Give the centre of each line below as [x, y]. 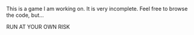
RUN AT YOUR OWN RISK [38, 27]
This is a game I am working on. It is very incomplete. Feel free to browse [97, 9]
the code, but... [25, 15]
